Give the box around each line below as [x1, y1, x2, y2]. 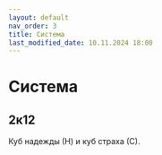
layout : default [8, 13, 69, 22]
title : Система [8, 30, 65, 39]
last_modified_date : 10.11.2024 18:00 [8, 38, 153, 47]
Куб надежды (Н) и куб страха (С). [8, 136, 141, 147]
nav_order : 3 [8, 22, 57, 30]
